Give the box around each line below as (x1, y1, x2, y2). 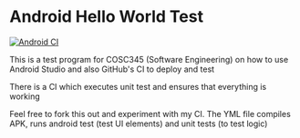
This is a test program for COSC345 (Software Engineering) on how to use (9, 54, 289, 64)
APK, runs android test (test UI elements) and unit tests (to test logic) (9, 118, 268, 129)
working (9, 91, 41, 102)
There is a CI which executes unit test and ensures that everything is (9, 81, 267, 92)
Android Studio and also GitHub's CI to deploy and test (9, 64, 215, 74)
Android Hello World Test (9, 6, 203, 27)
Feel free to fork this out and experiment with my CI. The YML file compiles (9, 108, 292, 119)
